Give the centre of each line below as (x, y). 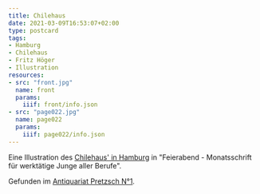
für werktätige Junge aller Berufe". (65, 165)
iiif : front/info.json (60, 105)
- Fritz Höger (32, 61)
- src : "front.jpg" (41, 82)
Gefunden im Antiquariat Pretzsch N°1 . (72, 181)
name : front (35, 90)
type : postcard (33, 30)
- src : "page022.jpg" (44, 113)
